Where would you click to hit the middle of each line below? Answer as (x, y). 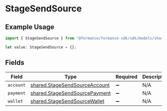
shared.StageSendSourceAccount (70, 85)
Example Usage (30, 27)
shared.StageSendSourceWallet (67, 101)
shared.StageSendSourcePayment (71, 93)
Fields (15, 63)
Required (126, 76)
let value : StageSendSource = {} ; (41, 47)
